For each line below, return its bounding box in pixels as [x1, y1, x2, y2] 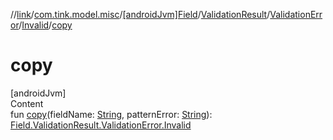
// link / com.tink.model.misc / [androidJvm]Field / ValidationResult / [10, 9, 271, 20]
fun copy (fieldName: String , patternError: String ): [10, 108, 213, 120]
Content [10, 97, 44, 109]
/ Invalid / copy [18, 19, 73, 31]
